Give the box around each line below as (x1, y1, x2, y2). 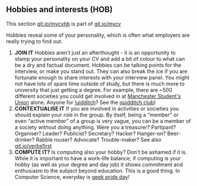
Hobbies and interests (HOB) (6, 5, 113, 15)
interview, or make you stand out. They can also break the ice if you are (14, 67, 188, 75)
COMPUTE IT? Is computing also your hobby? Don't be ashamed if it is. (14, 149, 188, 156)
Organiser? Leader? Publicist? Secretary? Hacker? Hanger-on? (14, 130, 166, 137)
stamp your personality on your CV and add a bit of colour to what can (14, 55, 185, 62)
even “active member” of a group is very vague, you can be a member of (14, 117, 191, 125)
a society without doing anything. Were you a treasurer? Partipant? (14, 123, 176, 130)
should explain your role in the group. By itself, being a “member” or (14, 111, 179, 118)
